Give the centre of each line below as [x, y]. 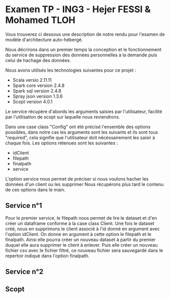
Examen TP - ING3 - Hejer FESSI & [78, 9]
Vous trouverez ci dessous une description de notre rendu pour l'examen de [85, 34]
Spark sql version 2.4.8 [37, 91]
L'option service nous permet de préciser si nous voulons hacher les [77, 178]
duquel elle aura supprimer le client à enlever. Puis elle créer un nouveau [81, 245]
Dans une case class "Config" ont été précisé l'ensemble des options [78, 127]
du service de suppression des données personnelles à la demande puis [81, 55]
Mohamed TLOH [40, 20]
